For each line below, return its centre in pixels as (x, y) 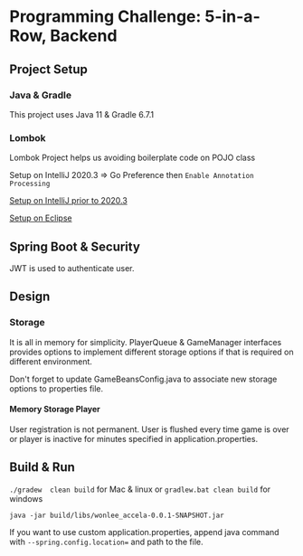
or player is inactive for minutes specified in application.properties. (134, 438)
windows (26, 498)
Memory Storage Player (55, 410)
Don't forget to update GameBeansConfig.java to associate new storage (143, 379)
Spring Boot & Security (75, 246)
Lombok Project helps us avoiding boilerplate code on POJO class (133, 158)
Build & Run (42, 467)
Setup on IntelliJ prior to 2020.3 (69, 201)
